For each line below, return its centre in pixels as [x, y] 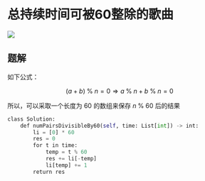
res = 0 [44, 139]
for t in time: [56, 146]
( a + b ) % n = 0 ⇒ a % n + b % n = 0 [120, 91]
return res [49, 172]
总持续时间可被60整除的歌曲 [91, 15]
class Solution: [31, 119]
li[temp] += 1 [66, 165]
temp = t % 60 [66, 152]
